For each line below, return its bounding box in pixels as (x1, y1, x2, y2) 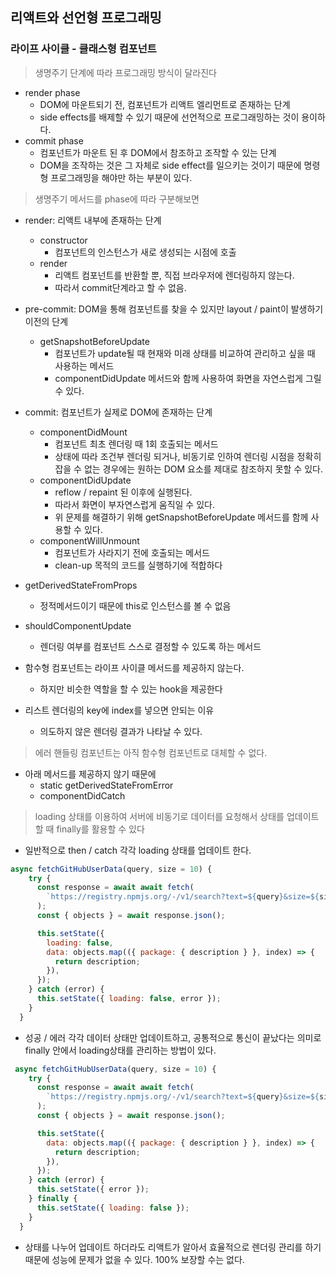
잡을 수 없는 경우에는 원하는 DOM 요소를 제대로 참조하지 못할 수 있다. (54, 463, 323, 475)
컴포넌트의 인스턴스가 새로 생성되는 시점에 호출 (54, 246, 237, 258)
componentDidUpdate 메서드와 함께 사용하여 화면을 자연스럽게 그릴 (54, 372, 322, 384)
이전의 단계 (24, 315, 69, 327)
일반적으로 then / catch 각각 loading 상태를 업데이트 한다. (24, 844, 252, 856)
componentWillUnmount (39, 534, 140, 547)
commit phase (24, 134, 84, 147)
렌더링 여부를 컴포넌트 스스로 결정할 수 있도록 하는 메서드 (39, 640, 262, 652)
